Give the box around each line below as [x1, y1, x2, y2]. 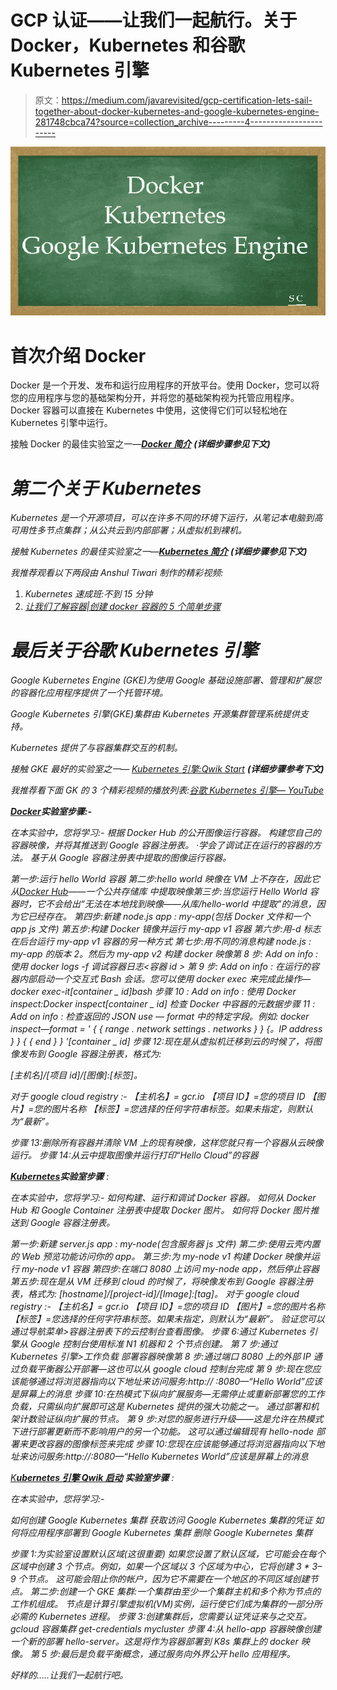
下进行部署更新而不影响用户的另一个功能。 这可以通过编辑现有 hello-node [10, 1426, 315, 1438]
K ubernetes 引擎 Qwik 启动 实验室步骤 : [10, 1472, 175, 1484]
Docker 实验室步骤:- [10, 806, 92, 818]
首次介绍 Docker [10, 344, 147, 367]
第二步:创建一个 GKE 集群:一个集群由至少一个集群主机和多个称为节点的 [29, 1586, 322, 1598]
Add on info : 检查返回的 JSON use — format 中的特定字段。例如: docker [10, 1011, 310, 1023]
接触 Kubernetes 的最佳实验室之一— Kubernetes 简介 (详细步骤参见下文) [10, 546, 308, 558]
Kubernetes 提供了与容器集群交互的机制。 [10, 742, 183, 754]
